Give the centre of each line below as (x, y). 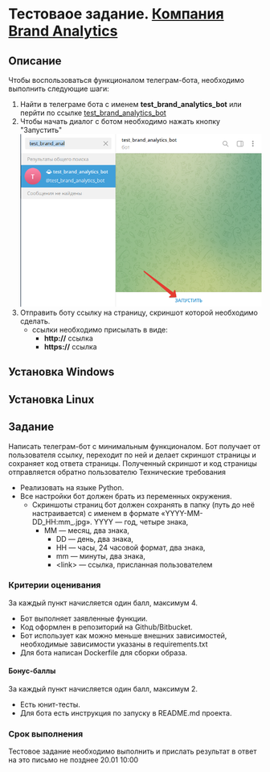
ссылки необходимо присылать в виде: (100, 329)
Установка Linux (51, 399)
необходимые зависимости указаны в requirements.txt (114, 644)
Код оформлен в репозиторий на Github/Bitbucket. (106, 627)
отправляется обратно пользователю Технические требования (117, 472)
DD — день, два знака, (95, 539)
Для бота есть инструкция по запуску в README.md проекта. (126, 713)
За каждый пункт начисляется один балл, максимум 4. (103, 603)
